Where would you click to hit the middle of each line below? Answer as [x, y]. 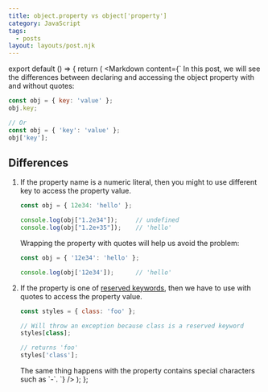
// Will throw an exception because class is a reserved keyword [132, 326]
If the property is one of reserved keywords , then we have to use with [136, 288]
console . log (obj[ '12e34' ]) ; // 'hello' [96, 272]
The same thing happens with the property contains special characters [137, 371]
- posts [29, 38]
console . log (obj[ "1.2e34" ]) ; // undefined [99, 220]
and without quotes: [41, 86]
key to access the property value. [75, 191]
